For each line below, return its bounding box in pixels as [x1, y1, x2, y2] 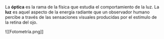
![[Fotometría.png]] [5, 29, 44, 34]
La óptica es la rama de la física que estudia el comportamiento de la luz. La [5, 4, 160, 10]
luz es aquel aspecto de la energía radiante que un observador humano [5, 9, 150, 15]
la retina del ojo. [5, 19, 38, 25]
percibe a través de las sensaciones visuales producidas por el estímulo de [5, 14, 157, 20]
